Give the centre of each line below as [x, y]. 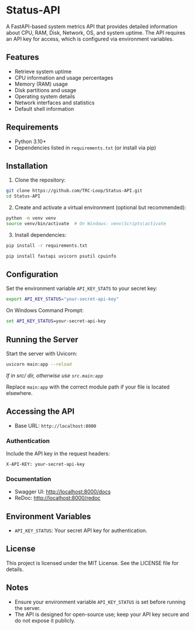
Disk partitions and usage [45, 90]
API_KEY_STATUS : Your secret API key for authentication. [81, 530]
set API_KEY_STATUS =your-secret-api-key [56, 321]
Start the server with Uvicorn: [42, 353]
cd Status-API [23, 196]
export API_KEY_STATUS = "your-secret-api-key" [62, 299]
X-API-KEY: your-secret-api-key [45, 464]
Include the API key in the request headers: [58, 453]
